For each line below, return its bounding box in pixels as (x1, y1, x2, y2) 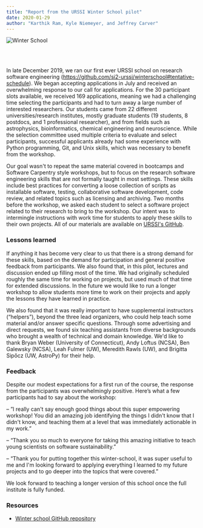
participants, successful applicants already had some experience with (6, 138, 181, 145)
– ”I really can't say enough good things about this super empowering (6, 405, 180, 413)
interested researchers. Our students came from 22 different (6, 106, 158, 113)
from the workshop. (6, 151, 56, 158)
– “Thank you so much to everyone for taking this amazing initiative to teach (6, 436, 196, 444)
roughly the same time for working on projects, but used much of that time (6, 275, 192, 283)
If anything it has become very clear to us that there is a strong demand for (6, 250, 194, 257)
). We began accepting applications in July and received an (29, 80, 177, 87)
